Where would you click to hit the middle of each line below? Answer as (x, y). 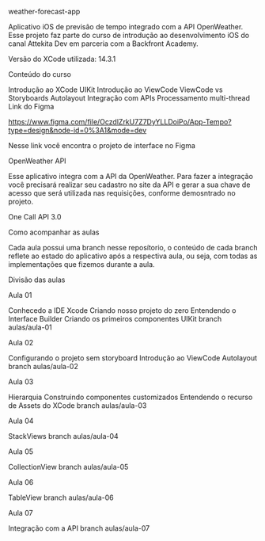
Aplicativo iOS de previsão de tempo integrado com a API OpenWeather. (126, 27)
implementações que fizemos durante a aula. (82, 264)
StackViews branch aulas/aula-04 (63, 436)
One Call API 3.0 (35, 217)
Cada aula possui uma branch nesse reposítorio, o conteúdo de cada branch (133, 248)
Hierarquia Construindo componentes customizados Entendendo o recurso (131, 397)
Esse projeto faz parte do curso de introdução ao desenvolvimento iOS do (129, 35)
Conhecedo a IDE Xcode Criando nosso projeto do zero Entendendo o (122, 311)
